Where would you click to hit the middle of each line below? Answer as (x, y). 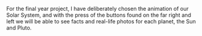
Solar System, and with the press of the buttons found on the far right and (99, 15)
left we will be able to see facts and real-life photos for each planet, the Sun (101, 21)
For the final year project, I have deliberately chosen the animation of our (98, 9)
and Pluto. (19, 28)
